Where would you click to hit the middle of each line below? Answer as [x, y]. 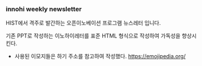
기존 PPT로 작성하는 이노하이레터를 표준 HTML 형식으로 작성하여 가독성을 [93, 36]
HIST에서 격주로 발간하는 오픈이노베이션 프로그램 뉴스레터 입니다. [83, 23]
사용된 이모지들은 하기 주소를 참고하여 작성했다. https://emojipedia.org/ [100, 56]
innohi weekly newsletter [44, 9]
